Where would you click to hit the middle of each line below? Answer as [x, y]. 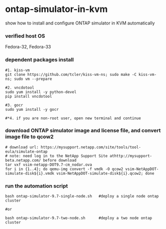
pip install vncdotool [29, 96]
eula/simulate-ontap [27, 151]
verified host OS [25, 36]
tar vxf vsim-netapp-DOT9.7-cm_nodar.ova [49, 165]
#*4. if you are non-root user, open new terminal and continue [73, 118]
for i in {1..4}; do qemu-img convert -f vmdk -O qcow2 [64, 169]
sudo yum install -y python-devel [41, 92]
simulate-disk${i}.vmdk [30, 173]
